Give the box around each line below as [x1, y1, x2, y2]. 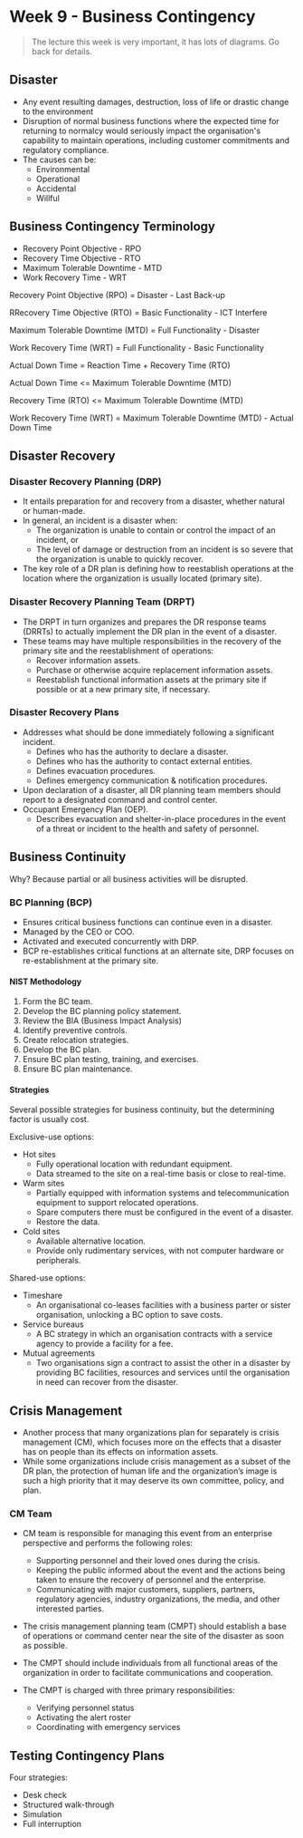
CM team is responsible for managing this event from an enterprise [22, 1528, 273, 1539]
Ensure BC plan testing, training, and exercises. [22, 1054, 199, 1065]
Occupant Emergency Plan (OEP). [22, 804, 149, 815]
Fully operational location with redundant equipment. [35, 1158, 233, 1170]
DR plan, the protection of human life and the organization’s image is [22, 1466, 278, 1476]
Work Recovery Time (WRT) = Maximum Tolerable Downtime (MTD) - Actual [9, 412, 294, 423]
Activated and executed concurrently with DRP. [22, 935, 199, 946]
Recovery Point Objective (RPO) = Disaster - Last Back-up [9, 289, 226, 300]
